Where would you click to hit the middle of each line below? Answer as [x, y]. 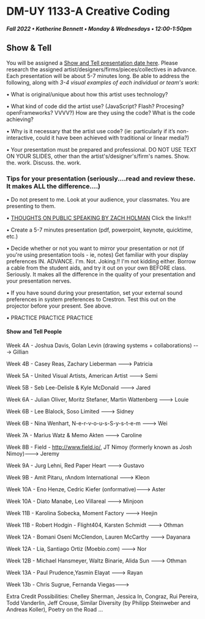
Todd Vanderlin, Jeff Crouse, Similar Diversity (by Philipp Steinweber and [99, 603]
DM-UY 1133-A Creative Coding [88, 11]
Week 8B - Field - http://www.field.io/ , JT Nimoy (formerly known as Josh [99, 447]
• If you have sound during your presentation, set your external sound [94, 292]
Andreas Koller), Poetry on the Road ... [55, 610]
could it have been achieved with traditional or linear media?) [113, 138]
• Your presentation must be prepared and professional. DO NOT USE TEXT [102, 149]
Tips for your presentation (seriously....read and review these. [101, 178]
